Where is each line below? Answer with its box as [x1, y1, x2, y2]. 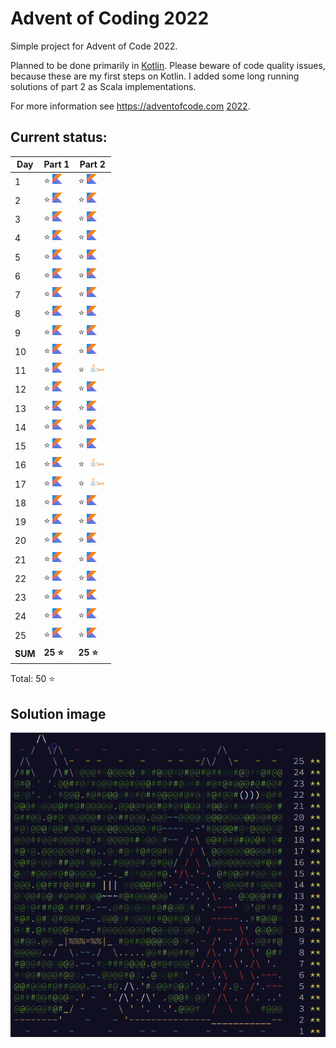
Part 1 [43, 158, 70, 171]
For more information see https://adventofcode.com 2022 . [10, 100, 251, 112]
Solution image [10, 705, 107, 722]
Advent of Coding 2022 [10, 7, 210, 30]
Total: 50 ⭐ [10, 673, 56, 685]
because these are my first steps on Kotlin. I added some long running [10, 70, 300, 82]
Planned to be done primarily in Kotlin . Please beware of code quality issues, [10, 59, 326, 71]
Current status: [10, 129, 108, 146]
